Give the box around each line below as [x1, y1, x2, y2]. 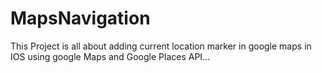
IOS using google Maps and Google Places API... [10, 50, 211, 62]
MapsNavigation [10, 7, 151, 30]
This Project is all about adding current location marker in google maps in [10, 40, 312, 52]
